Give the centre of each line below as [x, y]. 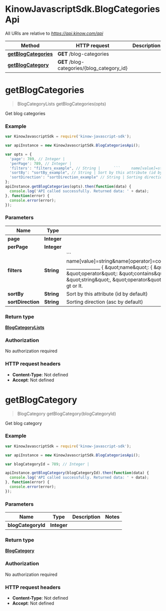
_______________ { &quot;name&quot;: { [109, 267]
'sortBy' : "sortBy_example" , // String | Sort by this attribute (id [83, 173]
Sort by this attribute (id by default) [107, 294]
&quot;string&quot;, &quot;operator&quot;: [115, 280]
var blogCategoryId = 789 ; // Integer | [47, 464]
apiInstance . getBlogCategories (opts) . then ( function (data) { [68, 187]
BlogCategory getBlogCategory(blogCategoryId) [66, 414]
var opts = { [19, 154]
